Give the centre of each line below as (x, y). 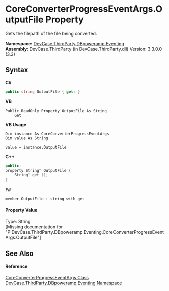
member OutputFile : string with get (45, 199)
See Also (19, 253)
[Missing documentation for (34, 227)
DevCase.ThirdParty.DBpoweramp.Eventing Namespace (64, 283)
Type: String (18, 222)
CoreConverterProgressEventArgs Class (47, 277)
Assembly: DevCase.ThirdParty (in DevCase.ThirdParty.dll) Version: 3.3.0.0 (84, 49)
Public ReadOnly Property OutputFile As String (56, 111)
